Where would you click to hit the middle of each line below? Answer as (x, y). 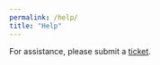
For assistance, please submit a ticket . (80, 51)
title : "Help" (36, 26)
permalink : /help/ (44, 17)
